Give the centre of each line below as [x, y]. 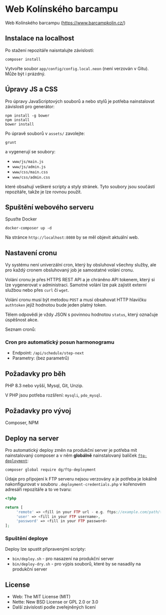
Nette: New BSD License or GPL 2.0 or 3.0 [55, 602]
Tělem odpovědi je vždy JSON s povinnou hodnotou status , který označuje [82, 314]
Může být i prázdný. [25, 74]
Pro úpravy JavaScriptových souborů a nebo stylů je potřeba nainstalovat [80, 101]
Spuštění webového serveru [49, 207]
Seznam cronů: [21, 329]
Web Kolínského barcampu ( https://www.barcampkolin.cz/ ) [65, 23]
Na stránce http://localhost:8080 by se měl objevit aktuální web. [72, 237]
